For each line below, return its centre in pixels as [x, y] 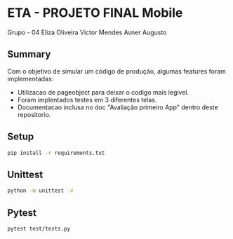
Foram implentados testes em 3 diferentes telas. [87, 100]
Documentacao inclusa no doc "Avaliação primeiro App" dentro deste [118, 107]
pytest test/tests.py [39, 228]
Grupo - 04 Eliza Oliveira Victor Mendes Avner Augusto [87, 32]
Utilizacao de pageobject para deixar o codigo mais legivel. [103, 92]
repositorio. [34, 114]
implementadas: [31, 78]
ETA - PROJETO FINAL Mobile [95, 13]
